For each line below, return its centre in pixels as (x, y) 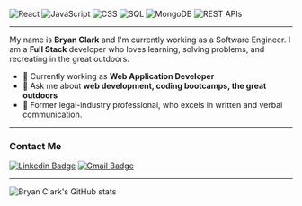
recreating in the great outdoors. (70, 59)
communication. (52, 114)
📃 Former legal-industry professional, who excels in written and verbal (152, 105)
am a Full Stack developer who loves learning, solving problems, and (137, 49)
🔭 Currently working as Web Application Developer (118, 76)
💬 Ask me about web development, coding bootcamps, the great (144, 86)
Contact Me (36, 146)
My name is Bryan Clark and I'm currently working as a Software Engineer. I (150, 40)
